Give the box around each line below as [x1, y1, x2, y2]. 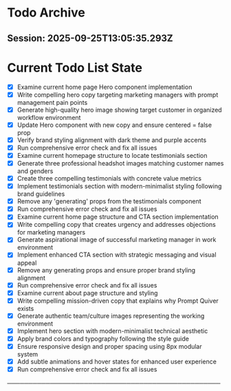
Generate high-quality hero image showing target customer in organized [16, 106, 222, 114]
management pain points [16, 98, 88, 106]
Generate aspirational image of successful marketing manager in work [16, 236, 217, 244]
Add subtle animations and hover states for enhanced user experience [16, 357, 217, 366]
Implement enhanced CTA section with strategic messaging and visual [16, 250, 217, 259]
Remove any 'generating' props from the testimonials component [16, 197, 201, 205]
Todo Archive [7, 5, 86, 21]
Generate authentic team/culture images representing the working [16, 312, 205, 320]
